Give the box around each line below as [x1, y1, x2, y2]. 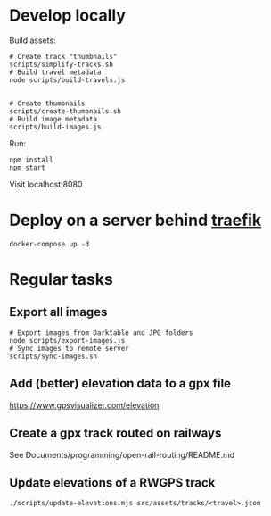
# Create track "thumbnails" [9, 52, 118, 61]
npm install [9, 155, 53, 164]
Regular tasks [9, 270, 113, 290]
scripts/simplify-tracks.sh [9, 60, 114, 69]
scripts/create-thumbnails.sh [9, 106, 122, 116]
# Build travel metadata [9, 68, 102, 77]
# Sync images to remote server [9, 344, 129, 353]
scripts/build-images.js [9, 122, 102, 131]
